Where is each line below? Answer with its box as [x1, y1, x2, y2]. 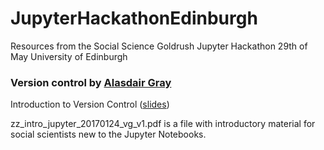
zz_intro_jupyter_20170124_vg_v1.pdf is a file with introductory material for [10, 118, 316, 130]
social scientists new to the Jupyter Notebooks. [10, 128, 207, 141]
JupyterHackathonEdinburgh [10, 7, 258, 30]
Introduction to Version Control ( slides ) [10, 98, 170, 111]
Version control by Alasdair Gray [10, 75, 172, 89]
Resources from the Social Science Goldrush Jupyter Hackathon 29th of [10, 40, 308, 52]
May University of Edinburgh [10, 50, 128, 62]
